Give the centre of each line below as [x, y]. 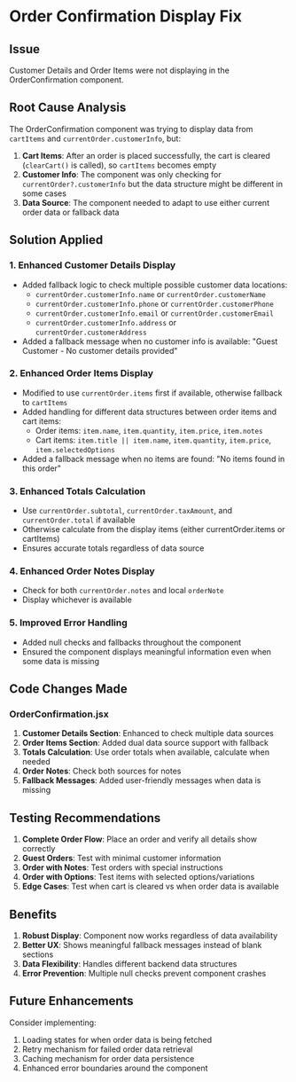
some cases [44, 193]
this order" [42, 468]
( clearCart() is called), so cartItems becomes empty [119, 165]
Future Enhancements [72, 1001]
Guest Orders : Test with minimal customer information [121, 859]
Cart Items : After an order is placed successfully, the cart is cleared [146, 155]
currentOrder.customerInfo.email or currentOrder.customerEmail [155, 313]
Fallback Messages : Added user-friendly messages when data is [141, 780]
